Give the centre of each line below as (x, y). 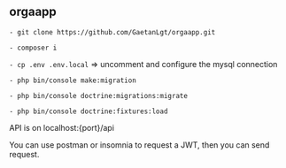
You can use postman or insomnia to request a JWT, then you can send (139, 145)
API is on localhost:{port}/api (62, 127)
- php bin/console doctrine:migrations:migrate (99, 95)
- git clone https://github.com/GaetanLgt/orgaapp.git (112, 32)
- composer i (33, 48)
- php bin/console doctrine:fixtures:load (89, 111)
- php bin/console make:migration (73, 80)
